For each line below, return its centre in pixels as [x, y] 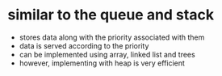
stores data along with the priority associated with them [112, 37]
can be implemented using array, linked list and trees [107, 54]
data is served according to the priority [84, 45]
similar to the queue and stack [111, 15]
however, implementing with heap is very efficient [102, 63]
